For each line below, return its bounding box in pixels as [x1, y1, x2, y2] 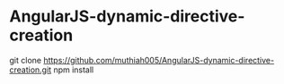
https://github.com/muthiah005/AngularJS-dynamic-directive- [43, 55, 275, 65]
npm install [53, 64, 94, 75]
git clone [9, 55, 42, 65]
